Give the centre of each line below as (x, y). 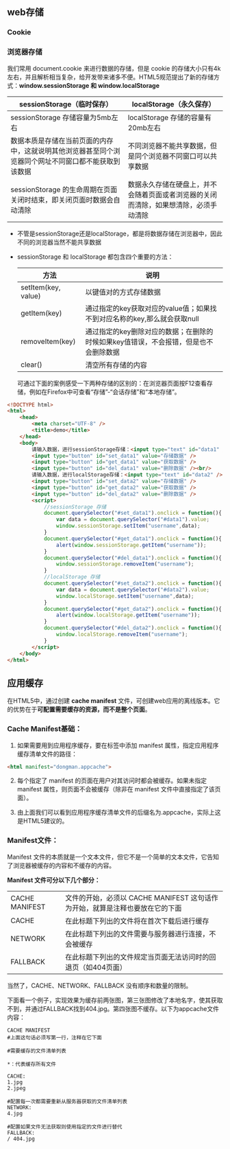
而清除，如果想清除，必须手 (172, 205)
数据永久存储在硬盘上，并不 (172, 184)
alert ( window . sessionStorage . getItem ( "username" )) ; (131, 545)
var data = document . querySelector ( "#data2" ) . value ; (133, 590)
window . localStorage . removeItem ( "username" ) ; (122, 635)
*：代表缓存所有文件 (32, 1064)
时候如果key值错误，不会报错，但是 (142, 342)
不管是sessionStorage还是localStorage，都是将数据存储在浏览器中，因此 (119, 233)
